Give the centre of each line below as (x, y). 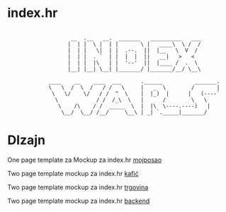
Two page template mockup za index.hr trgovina (78, 187)
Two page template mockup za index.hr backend (79, 201)
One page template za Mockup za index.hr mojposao (85, 160)
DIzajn (27, 140)
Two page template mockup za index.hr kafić (73, 173)
